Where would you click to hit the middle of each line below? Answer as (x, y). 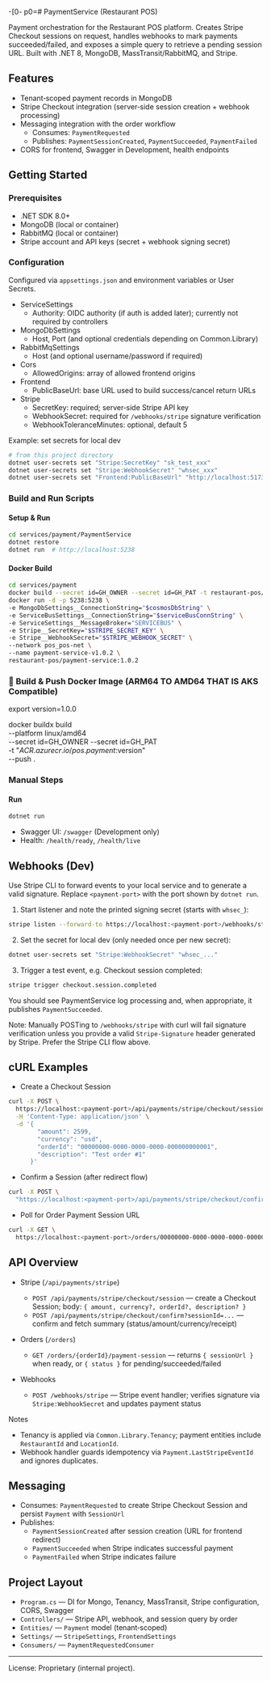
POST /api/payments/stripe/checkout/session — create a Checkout (144, 1298)
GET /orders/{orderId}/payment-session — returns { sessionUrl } (143, 1355)
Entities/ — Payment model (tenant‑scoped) (94, 1628)
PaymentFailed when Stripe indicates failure (104, 1557)
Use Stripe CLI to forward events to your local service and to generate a (128, 885)
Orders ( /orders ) (48, 1339)
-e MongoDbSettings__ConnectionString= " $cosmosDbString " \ (110, 608)
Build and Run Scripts (51, 498)
